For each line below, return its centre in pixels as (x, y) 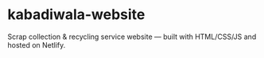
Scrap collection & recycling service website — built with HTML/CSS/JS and (132, 37)
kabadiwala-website (76, 15)
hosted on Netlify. (37, 44)
